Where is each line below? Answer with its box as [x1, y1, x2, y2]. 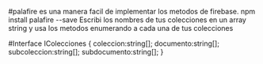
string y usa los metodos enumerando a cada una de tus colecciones [8, 24, 234, 32]
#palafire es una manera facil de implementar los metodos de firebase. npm [8, 7, 256, 16]
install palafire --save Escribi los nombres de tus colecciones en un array [8, 15, 247, 24]
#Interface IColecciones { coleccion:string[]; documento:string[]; [8, 39, 220, 48]
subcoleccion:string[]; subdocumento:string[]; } [8, 47, 164, 56]
